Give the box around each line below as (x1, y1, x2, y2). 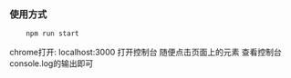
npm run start (26, 29, 79, 38)
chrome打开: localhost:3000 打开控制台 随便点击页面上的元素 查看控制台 (9, 47, 282, 58)
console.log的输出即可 (9, 58, 94, 69)
